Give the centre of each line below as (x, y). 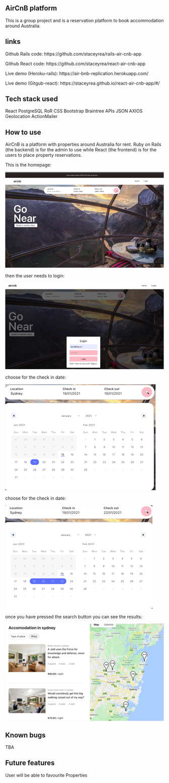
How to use (23, 132)
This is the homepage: (28, 165)
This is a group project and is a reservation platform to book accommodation (84, 20)
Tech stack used (32, 99)
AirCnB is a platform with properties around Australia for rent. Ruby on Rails (83, 144)
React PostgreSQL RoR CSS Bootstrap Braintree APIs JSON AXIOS (74, 111)
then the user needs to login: (35, 276)
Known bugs (26, 735)
